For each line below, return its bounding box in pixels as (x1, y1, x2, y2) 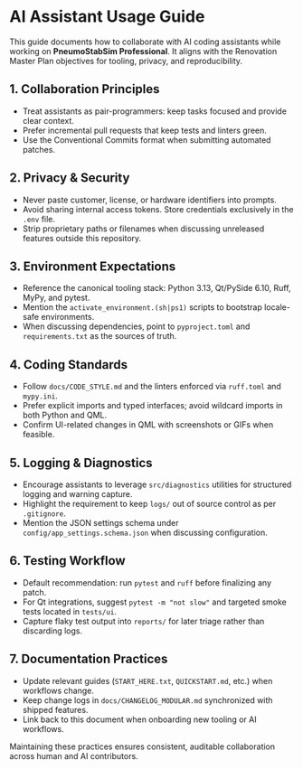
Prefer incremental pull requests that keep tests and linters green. (22, 125, 267, 136)
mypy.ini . (22, 390, 59, 401)
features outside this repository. (22, 232, 142, 243)
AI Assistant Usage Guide (9, 6, 205, 27)
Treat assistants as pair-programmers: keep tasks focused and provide (22, 106, 288, 117)
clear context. (22, 115, 75, 126)
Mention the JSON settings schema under (22, 518, 179, 528)
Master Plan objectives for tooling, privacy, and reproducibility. (9, 55, 242, 66)
